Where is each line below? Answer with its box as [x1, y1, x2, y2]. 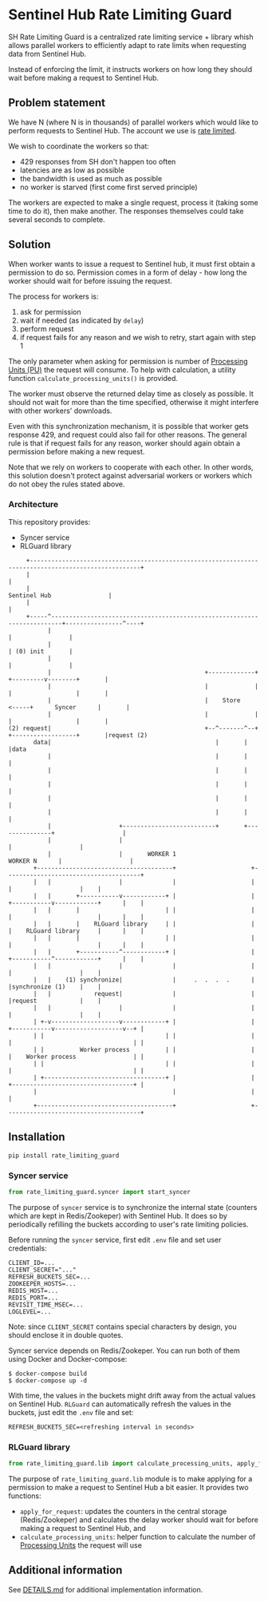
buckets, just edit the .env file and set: [8, 1407, 134, 1417]
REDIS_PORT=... [8, 1294, 59, 1302]
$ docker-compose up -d [8, 1376, 88, 1385]
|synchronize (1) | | [8, 982, 102, 991]
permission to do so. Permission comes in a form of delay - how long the [8, 268, 247, 277]
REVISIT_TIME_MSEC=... [8, 1300, 84, 1309]
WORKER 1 [147, 850, 177, 858]
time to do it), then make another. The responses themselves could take [8, 206, 244, 216]
